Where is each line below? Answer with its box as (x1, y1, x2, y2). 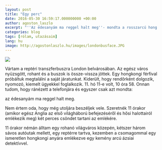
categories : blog (5, 30, 40, 34)
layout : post (5, 7, 32, 12)
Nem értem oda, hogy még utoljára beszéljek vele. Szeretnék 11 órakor (5, 105, 146, 111)
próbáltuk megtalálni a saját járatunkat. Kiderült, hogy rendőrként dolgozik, (5, 76, 154, 82)
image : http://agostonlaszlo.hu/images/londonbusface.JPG (5, 43, 125, 48)
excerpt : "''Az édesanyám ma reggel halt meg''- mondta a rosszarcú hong (5, 25, 158, 30)
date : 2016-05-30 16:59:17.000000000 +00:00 (5, 16, 97, 21)
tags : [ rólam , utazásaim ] (5, 34, 57, 39)
